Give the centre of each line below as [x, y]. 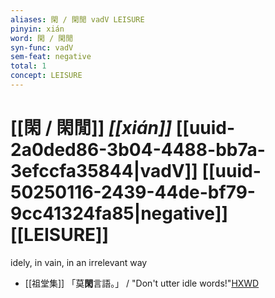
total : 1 [28, 66]
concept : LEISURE [46, 76]
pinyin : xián [37, 29]
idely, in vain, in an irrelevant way [79, 262]
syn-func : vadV [42, 47]
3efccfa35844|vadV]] [104, 171]
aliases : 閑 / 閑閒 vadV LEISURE [77, 19]
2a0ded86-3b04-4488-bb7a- [138, 150]
